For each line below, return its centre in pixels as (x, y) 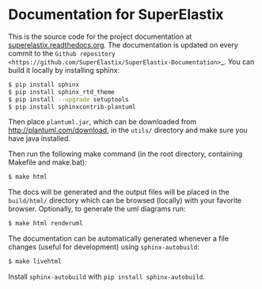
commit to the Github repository (62, 53)
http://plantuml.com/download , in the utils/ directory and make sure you (128, 130)
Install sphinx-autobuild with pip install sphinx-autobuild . (107, 277)
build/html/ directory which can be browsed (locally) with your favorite (125, 200)
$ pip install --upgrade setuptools (68, 99)
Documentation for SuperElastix (116, 15)
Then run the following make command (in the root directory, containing (125, 154)
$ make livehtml (35, 262)
